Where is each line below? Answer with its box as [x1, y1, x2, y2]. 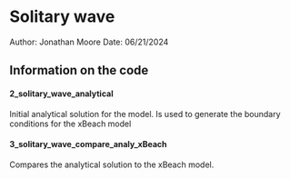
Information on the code [9, 63, 149, 78]
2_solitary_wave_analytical [9, 88, 114, 99]
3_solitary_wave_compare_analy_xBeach [9, 139, 167, 150]
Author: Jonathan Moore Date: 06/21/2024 [9, 36, 169, 47]
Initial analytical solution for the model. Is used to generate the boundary [9, 108, 281, 119]
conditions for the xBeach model [9, 118, 132, 129]
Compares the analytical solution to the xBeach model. [9, 159, 215, 170]
